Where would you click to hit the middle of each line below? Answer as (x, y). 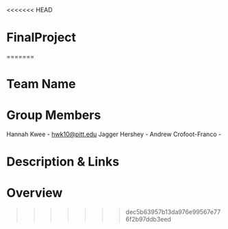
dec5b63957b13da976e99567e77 (173, 212)
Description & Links (63, 162)
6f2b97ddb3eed (149, 219)
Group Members (54, 115)
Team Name (41, 84)
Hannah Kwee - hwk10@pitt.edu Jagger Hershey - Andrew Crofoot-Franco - (114, 134)
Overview (35, 193)
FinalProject (41, 38)
